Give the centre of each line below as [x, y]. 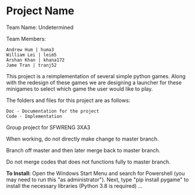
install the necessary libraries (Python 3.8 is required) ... [74, 186]
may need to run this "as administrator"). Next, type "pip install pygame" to [97, 180]
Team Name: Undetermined [40, 27]
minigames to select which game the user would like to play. [79, 89]
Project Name [40, 11]
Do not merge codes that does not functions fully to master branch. [88, 162]
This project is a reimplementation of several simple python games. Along [96, 76]
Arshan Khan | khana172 [36, 60]
